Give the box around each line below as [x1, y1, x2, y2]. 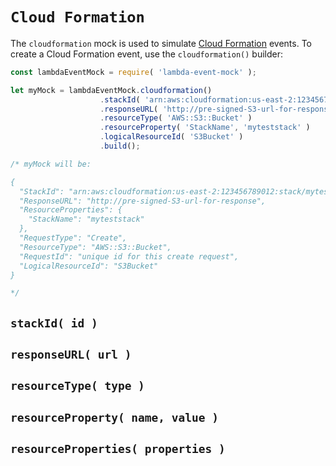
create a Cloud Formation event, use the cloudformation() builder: [10, 48, 283, 60]
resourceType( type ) [10, 379, 145, 393]
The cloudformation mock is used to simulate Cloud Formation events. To [10, 37, 312, 49]
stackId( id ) [10, 316, 98, 330]
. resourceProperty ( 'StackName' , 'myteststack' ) [99, 123, 311, 133]
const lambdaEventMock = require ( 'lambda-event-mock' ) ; [10, 67, 257, 77]
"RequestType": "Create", [19, 233, 128, 243]
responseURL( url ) [10, 348, 132, 362]
